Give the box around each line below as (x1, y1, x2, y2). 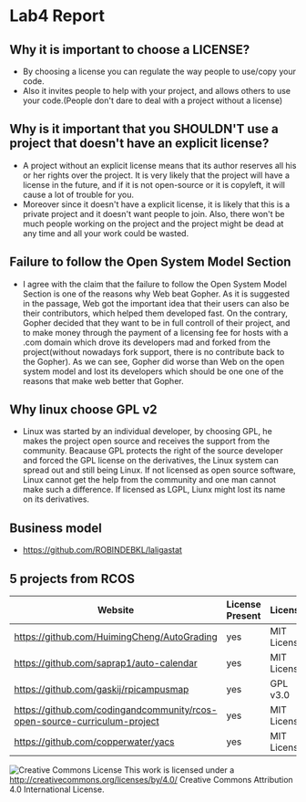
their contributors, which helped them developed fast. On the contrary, (22, 307, 289, 318)
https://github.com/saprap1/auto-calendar (14, 657, 198, 670)
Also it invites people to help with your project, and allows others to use (22, 86, 291, 96)
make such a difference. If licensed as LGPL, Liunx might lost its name (22, 484, 286, 495)
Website (97, 604, 135, 617)
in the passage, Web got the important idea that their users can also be (22, 297, 290, 308)
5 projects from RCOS (9, 571, 135, 587)
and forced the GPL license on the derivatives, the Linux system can (22, 455, 280, 466)
